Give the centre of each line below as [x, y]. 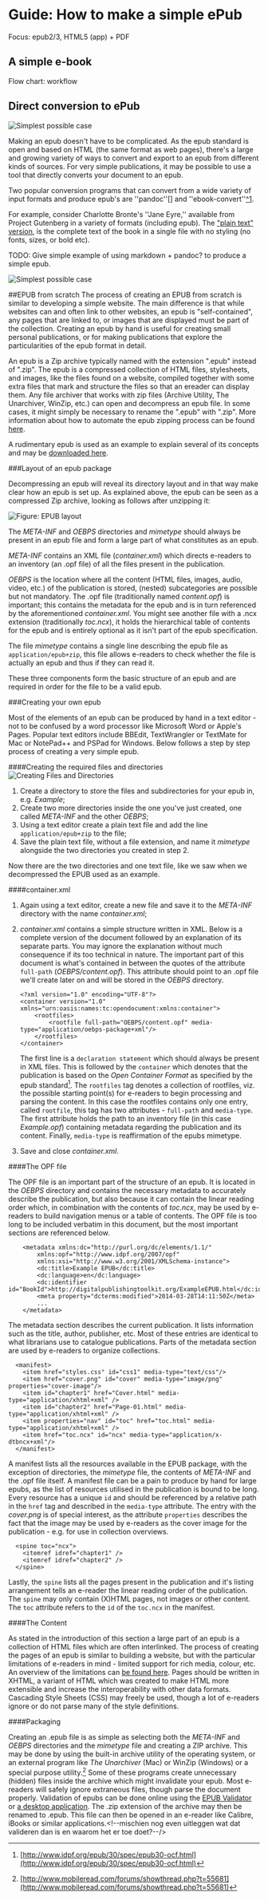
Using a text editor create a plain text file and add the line [114, 824]
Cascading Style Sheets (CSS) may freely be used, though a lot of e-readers [134, 1698]
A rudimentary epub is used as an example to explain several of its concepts [134, 444]
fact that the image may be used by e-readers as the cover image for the [128, 1523]
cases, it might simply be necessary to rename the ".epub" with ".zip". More [132, 412]
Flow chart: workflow [43, 81]
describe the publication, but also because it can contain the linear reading [131, 1199]
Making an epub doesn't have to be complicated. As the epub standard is [129, 140]
